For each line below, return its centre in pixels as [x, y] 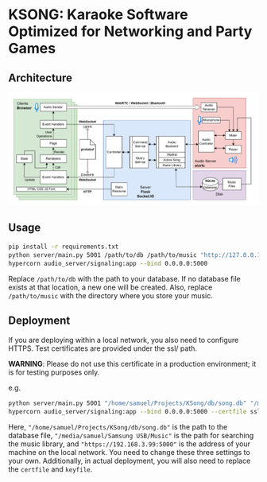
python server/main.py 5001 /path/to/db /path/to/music [103, 255]
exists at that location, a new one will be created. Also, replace [110, 287]
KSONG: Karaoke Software [98, 15]
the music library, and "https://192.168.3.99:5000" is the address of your [129, 444]
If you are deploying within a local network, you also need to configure [124, 340]
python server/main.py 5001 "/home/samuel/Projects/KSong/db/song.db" [128, 403]
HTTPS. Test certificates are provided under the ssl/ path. [103, 348]
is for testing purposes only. [54, 372]
